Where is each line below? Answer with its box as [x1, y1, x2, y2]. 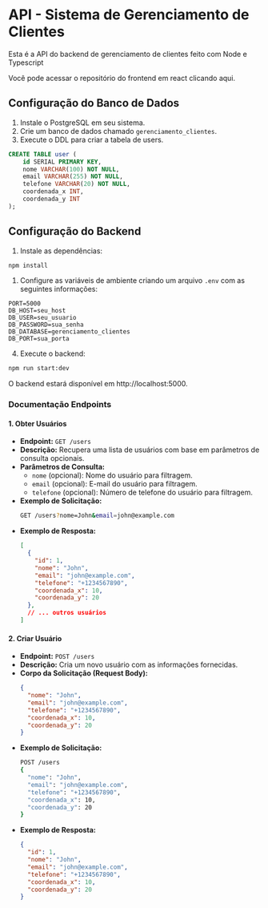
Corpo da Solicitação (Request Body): [19, 668, 148, 678]
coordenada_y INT [22, 195, 81, 203]
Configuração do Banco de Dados [8, 96, 180, 110]
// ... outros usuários [27, 609, 106, 617]
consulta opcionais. [19, 454, 85, 463]
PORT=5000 [8, 300, 42, 308]
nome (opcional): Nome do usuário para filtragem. [31, 470, 194, 480]
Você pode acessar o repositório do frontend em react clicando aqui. [8, 73, 236, 83]
